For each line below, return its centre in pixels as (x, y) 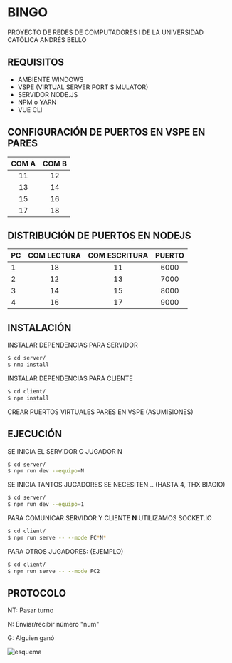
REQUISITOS (36, 62)
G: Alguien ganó (31, 638)
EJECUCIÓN (35, 434)
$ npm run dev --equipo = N (46, 471)
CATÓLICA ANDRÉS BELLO (47, 39)
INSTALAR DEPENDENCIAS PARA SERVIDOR (73, 345)
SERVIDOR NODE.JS (48, 94)
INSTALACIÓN (39, 328)
